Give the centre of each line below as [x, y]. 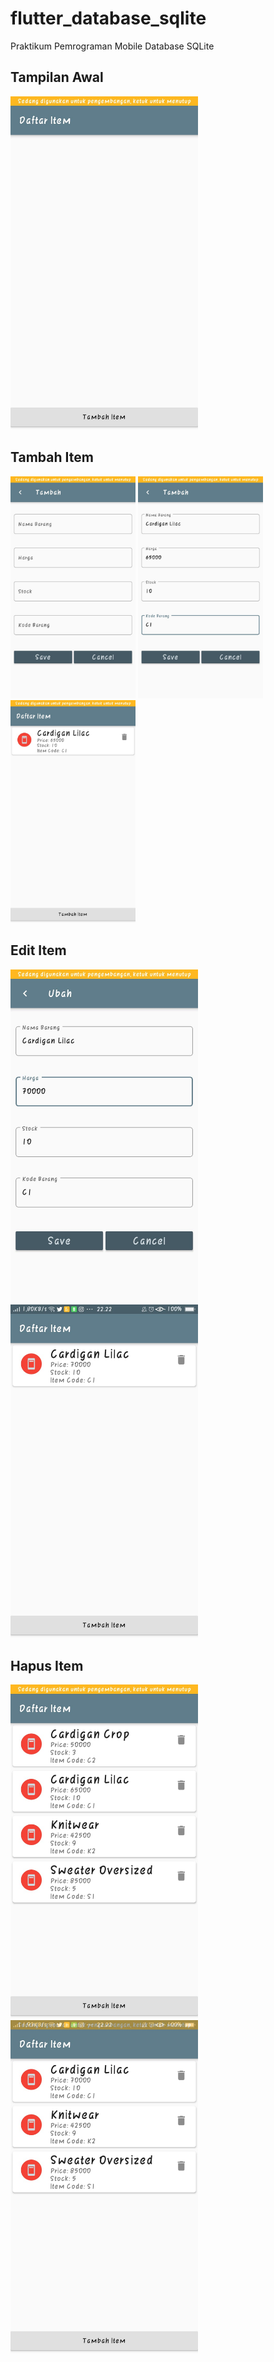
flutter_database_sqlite [108, 18]
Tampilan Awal [57, 77]
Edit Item [38, 950]
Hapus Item [47, 1665]
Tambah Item [52, 457]
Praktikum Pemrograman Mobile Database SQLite [112, 46]
